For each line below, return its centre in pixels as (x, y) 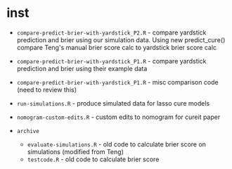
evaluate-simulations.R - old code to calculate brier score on (117, 144)
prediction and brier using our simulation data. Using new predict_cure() (121, 39)
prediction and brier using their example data (82, 68)
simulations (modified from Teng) (75, 151)
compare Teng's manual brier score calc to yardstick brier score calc (117, 47)
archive (28, 131)
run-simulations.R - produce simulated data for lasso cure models (113, 103)
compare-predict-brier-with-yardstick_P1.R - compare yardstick (111, 61)
